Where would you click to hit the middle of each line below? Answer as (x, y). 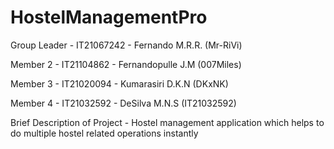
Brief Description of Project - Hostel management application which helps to (167, 122)
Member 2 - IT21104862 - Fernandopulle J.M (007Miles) (126, 64)
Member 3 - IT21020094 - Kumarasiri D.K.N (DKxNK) (119, 83)
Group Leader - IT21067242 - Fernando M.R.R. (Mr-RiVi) (126, 45)
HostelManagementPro (109, 17)
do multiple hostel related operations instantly (104, 133)
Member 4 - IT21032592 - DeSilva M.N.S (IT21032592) (123, 103)
